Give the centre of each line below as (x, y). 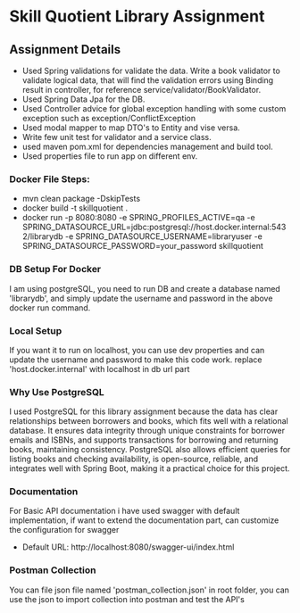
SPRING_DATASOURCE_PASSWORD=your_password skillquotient (142, 246)
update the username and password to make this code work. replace (136, 360)
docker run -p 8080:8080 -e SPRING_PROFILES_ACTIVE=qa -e (139, 218)
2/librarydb (43, 236)
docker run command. (50, 307)
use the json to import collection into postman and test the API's (127, 599)
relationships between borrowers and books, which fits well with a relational (149, 421)
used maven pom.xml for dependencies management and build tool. (148, 146)
